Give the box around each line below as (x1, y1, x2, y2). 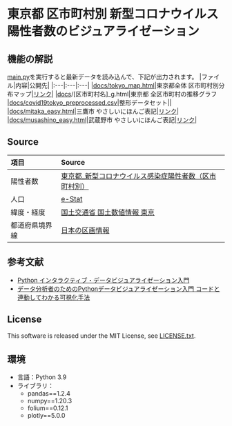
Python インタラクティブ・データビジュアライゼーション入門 (17, 276, 190, 284)
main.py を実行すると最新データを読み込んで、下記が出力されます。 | (7, 73, 202, 81)
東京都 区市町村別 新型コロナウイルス (7, 6, 219, 22)
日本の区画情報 (61, 225, 110, 235)
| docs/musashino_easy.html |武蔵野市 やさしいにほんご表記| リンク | (7, 116, 197, 124)
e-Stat (61, 194, 83, 203)
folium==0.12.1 (27, 404, 68, 412)
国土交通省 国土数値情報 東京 (61, 207, 155, 217)
